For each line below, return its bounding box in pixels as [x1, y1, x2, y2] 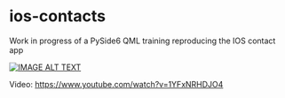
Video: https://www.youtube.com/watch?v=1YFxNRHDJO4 [9, 79, 224, 89]
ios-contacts [9, 6, 107, 26]
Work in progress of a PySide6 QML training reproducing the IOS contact [9, 35, 276, 46]
